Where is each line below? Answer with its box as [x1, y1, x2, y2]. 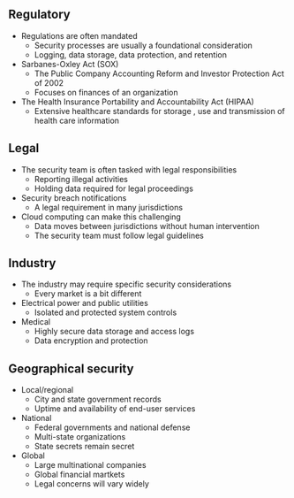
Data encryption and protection [34, 335, 148, 346]
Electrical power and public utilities [20, 298, 149, 309]
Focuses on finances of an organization [34, 87, 178, 97]
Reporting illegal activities [34, 173, 129, 184]
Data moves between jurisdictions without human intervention [34, 220, 260, 231]
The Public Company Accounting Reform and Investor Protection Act [34, 68, 284, 79]
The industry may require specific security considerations [20, 279, 231, 290]
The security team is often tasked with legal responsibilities [20, 164, 237, 175]
